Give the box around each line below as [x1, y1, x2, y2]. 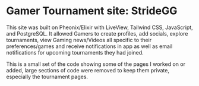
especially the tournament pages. [6, 73, 88, 80]
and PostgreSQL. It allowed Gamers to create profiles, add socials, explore [6, 30, 188, 37]
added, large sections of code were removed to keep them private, [6, 66, 170, 74]
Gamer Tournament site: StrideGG [6, 4, 178, 18]
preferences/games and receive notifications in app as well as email [6, 43, 173, 50]
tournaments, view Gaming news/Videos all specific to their [6, 36, 152, 43]
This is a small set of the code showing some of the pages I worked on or [6, 60, 186, 68]
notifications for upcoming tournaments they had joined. [6, 49, 144, 56]
